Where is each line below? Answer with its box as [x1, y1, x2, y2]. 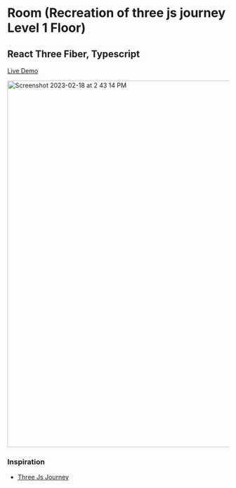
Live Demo [7, 67, 39, 75]
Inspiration [7, 456, 46, 466]
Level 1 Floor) [7, 20, 86, 36]
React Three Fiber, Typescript [7, 48, 140, 60]
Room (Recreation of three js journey [7, 5, 226, 21]
